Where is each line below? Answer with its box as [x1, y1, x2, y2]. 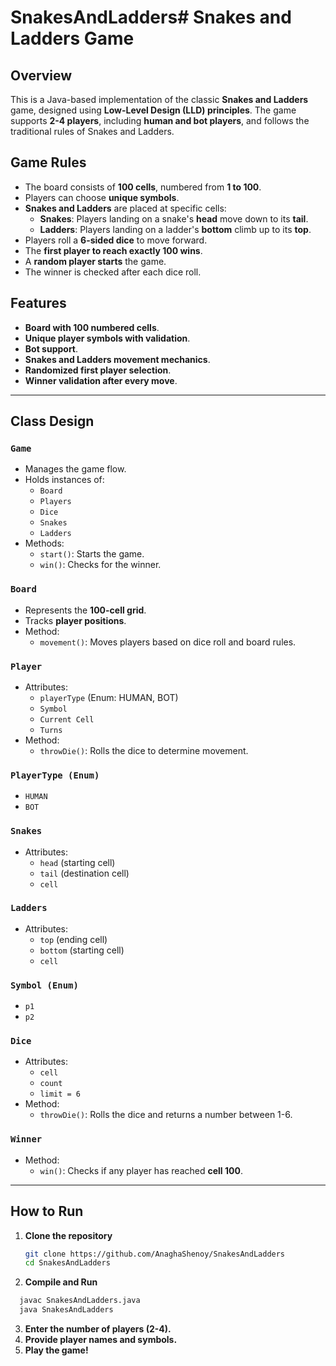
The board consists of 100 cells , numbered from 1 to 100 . [24, 181, 262, 193]
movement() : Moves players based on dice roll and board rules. [39, 636, 297, 648]
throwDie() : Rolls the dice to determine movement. [39, 744, 249, 756]
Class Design [10, 413, 95, 430]
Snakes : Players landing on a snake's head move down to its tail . [39, 212, 309, 225]
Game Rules [10, 154, 87, 171]
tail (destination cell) [39, 867, 130, 879]
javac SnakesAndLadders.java [19, 1296, 141, 1306]
